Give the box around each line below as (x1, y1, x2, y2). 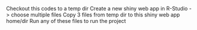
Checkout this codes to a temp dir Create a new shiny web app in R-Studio (6, 5, 188, 12)
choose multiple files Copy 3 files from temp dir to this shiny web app (11, 11, 180, 18)
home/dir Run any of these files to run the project (6, 18, 126, 24)
